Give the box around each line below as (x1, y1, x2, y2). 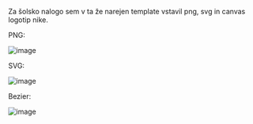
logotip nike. (8, 15, 49, 24)
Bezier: (8, 92, 32, 101)
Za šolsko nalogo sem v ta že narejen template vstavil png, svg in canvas (8, 7, 246, 16)
